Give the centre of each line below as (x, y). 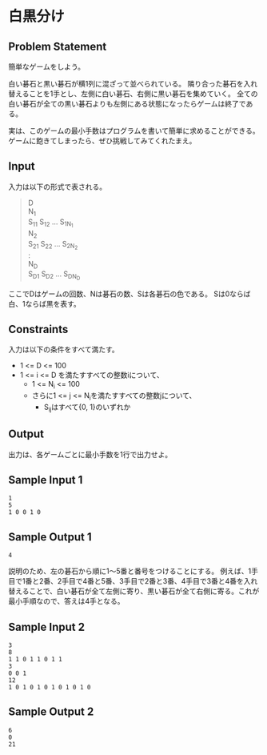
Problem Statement (58, 46)
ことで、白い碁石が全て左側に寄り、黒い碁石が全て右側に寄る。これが (144, 591)
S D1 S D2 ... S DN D (54, 275)
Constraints (38, 329)
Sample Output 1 (50, 537)
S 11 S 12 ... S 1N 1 (50, 223)
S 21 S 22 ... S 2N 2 (53, 245)
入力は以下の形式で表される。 (57, 187)
